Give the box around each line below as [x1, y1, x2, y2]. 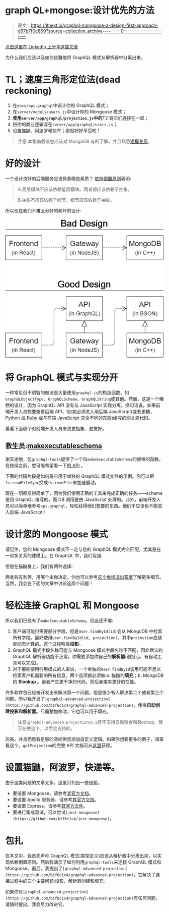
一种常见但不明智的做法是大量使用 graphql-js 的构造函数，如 [5, 389, 129, 395]
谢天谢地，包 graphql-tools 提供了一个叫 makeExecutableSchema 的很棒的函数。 [5, 456, 163, 462]
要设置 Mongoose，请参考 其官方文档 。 [12, 790, 94, 796]
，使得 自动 [133, 702, 156, 708]
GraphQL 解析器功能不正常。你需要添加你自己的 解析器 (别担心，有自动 [12, 653, 157, 659]
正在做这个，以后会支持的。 [17, 725, 75, 731]
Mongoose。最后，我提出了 [5, 865, 63, 871]
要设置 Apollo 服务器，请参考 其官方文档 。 [12, 796, 99, 803]
